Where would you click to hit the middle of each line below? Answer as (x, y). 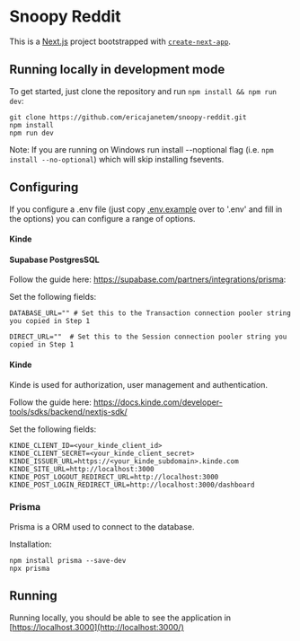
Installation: (31, 544)
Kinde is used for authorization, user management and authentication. (138, 384)
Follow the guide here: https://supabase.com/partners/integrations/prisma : (148, 279)
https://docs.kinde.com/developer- (158, 402)
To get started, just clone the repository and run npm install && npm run (143, 91)
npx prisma (30, 568)
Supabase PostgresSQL (55, 259)
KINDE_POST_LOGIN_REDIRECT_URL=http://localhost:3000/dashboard (132, 485)
